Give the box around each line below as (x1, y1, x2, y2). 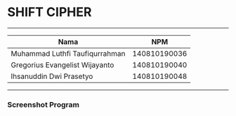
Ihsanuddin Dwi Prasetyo (11, 71, 93, 81)
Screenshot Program (7, 99, 79, 109)
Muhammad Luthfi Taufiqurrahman (11, 48, 126, 58)
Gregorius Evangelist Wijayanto (11, 60, 114, 70)
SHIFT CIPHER (7, 4, 92, 20)
